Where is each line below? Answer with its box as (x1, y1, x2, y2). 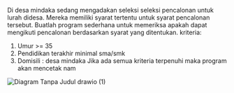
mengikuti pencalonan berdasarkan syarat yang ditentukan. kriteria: (7, 28, 202, 36)
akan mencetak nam (17, 64, 76, 72)
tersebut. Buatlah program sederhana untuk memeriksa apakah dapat (7, 21, 207, 29)
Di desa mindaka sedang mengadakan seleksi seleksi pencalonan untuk (7, 6, 214, 14)
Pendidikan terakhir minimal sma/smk (17, 49, 126, 57)
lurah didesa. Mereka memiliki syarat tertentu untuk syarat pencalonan (7, 13, 210, 22)
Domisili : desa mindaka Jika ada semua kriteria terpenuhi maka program (17, 57, 227, 65)
